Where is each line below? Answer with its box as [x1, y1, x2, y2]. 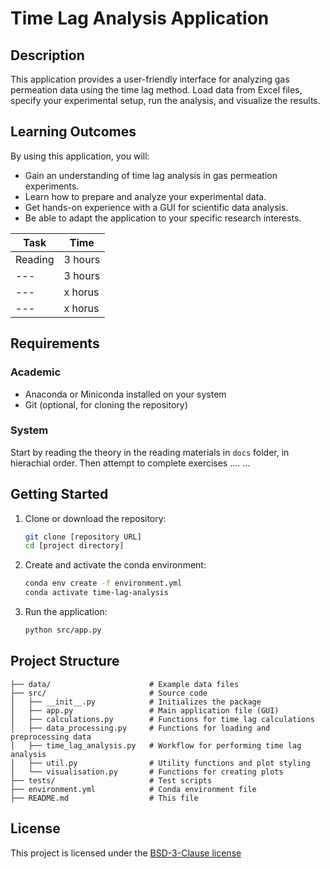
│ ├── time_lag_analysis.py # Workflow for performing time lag [10, 740, 302, 751]
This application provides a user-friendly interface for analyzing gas [10, 73, 290, 85]
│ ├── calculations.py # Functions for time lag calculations [10, 714, 315, 724]
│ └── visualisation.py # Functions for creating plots [10, 767, 284, 777]
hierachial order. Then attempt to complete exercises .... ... [10, 457, 251, 469]
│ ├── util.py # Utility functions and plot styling [10, 758, 311, 768]
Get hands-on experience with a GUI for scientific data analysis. [24, 201, 289, 213]
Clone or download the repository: [24, 512, 167, 524]
